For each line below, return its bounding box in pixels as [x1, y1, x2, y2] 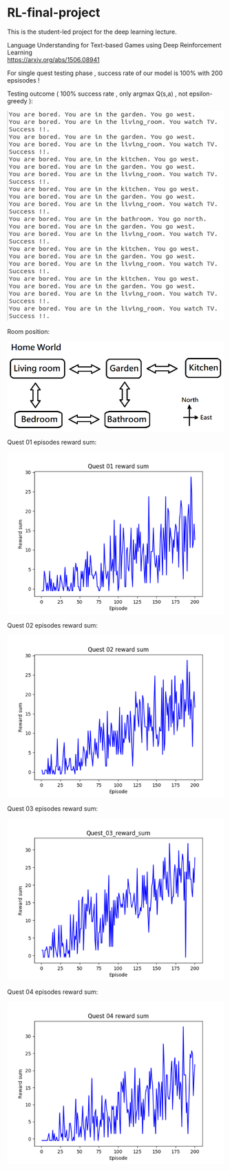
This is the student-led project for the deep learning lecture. [7, 28, 177, 36]
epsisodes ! [7, 76, 40, 84]
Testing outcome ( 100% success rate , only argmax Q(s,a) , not [7, 89, 188, 98]
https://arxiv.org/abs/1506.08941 [7, 55, 100, 63]
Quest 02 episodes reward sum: [7, 621, 98, 629]
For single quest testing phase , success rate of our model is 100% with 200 [7, 69, 223, 77]
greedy [7, 96, 28, 105]
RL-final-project [7, 5, 101, 21]
